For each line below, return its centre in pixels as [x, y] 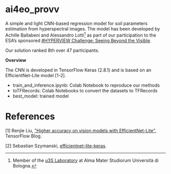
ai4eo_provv [32, 9]
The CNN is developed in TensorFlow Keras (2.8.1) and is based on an [78, 70]
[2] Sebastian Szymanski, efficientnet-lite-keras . [56, 146]
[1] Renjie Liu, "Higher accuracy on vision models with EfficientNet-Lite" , [81, 130]
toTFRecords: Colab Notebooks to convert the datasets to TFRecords [85, 90]
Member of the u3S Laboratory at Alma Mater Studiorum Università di [85, 160]
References [30, 116]
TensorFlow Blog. [24, 136]
